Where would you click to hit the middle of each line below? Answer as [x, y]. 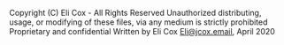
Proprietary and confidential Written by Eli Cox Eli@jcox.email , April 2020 [142, 31]
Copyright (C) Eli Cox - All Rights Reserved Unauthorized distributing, [135, 13]
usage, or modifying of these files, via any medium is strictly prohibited [138, 22]
